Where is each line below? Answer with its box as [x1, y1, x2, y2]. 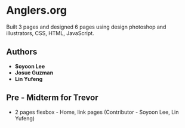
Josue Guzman [14, 69, 54, 76]
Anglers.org [6, 4, 67, 17]
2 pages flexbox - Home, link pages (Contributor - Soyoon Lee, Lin [14, 108, 179, 115]
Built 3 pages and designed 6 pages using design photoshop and [6, 23, 166, 30]
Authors [6, 47, 38, 57]
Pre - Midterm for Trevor [6, 93, 98, 103]
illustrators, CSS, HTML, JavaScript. [6, 29, 94, 36]
